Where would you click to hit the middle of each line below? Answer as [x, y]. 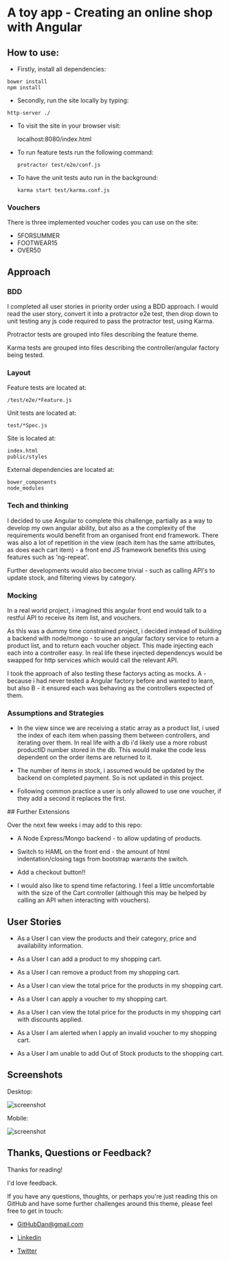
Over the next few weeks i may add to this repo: [75, 825]
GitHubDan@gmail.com [50, 1224]
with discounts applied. [50, 1019]
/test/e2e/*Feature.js [39, 400]
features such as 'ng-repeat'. [48, 557]
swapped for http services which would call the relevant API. [93, 660]
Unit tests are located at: [42, 413]
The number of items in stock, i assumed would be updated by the [111, 771]
